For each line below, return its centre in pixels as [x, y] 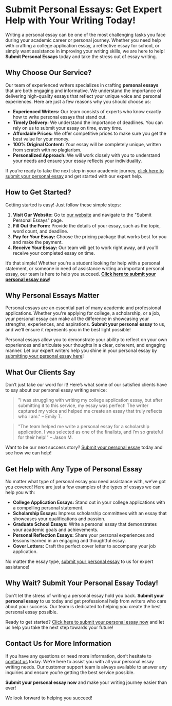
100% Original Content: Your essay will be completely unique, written [87, 144]
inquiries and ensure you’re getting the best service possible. [70, 672]
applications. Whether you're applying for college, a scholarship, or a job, [83, 313]
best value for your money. [41, 139]
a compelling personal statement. [48, 508]
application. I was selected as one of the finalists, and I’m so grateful [90, 432]
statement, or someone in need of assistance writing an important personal [85, 268]
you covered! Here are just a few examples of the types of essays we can [83, 487]
